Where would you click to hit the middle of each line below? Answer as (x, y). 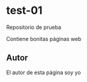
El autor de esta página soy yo (43, 72)
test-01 (25, 11)
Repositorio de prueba (34, 27)
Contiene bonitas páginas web (44, 39)
